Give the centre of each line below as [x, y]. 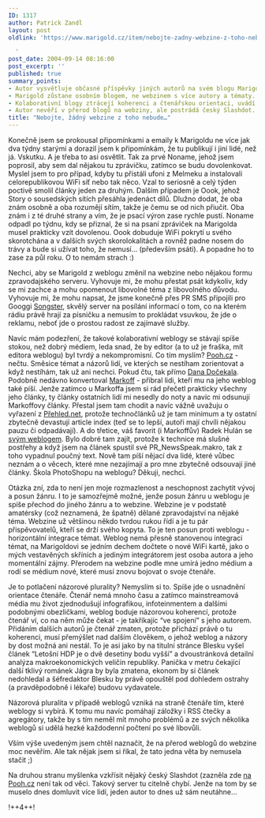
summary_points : [35, 81]
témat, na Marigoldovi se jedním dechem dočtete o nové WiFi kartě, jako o [129, 546]
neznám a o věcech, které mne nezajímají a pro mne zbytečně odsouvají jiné [132, 464]
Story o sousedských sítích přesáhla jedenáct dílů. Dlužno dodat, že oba [125, 199]
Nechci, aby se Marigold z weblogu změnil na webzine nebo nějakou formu [130, 273]
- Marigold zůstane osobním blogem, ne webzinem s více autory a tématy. [132, 95]
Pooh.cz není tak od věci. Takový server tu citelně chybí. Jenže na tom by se [132, 783]
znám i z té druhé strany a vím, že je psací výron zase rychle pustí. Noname [131, 215]
